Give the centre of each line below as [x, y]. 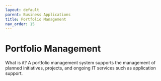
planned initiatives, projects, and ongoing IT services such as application [80, 68]
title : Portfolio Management [36, 19]
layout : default [22, 10]
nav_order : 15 [20, 24]
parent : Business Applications [38, 15]
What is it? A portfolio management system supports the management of [80, 63]
